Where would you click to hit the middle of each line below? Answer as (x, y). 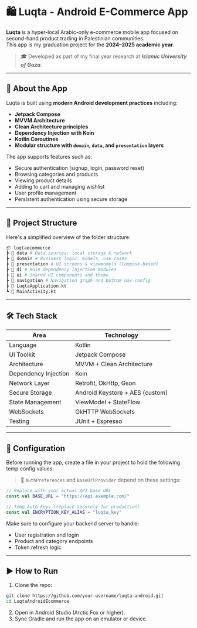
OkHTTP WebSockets (105, 412)
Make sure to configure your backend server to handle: (73, 523)
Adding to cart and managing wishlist (60, 186)
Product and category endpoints (54, 541)
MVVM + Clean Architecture (114, 364)
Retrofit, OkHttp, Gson (106, 383)
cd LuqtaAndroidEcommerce (38, 602)
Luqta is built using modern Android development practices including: (92, 103)
